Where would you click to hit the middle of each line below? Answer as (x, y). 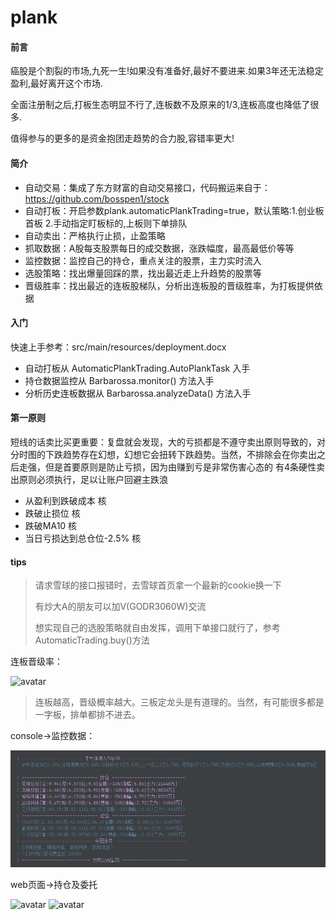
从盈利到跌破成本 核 (65, 500)
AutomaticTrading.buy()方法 (92, 640)
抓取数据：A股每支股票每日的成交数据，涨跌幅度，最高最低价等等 (159, 248)
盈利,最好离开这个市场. (57, 83)
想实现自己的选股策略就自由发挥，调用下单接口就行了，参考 (157, 628)
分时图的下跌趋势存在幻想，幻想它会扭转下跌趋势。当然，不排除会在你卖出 (163, 454)
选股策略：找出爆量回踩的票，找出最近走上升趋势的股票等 (143, 273)
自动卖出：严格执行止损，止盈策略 (95, 235)
